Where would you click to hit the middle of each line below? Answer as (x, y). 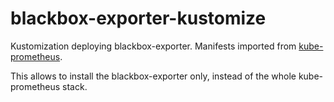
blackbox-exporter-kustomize (138, 18)
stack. (75, 86)
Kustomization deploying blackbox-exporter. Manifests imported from (153, 46)
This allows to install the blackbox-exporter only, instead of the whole (153, 76)
